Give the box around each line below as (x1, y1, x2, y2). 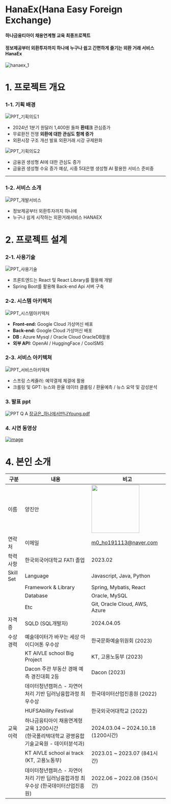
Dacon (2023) (91, 669, 126, 676)
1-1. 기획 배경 (5, 101, 36, 108)
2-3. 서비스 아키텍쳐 (5, 354, 52, 361)
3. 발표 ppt (5, 398, 31, 405)
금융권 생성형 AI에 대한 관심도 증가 (12, 159, 81, 165)
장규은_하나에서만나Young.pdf (29, 411, 90, 417)
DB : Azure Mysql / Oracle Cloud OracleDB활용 (12, 333, 110, 340)
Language (24, 572, 49, 579)
